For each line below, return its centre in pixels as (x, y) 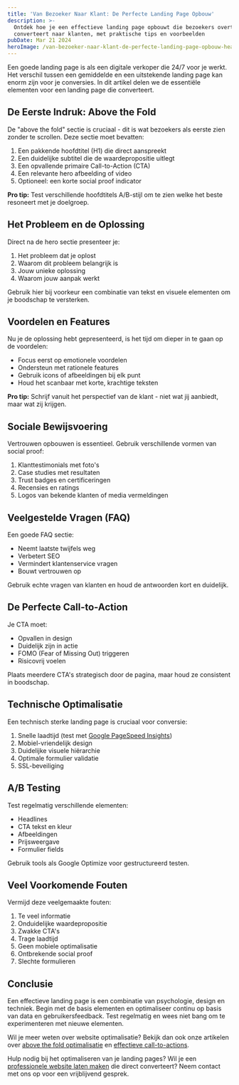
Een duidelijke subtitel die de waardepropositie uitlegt (96, 158)
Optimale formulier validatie (58, 758)
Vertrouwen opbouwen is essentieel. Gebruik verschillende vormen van (112, 444)
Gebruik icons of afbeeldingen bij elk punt (79, 375)
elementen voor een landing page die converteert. (81, 90)
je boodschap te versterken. (49, 299)
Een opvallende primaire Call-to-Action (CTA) (84, 166)
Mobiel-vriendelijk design (55, 743)
